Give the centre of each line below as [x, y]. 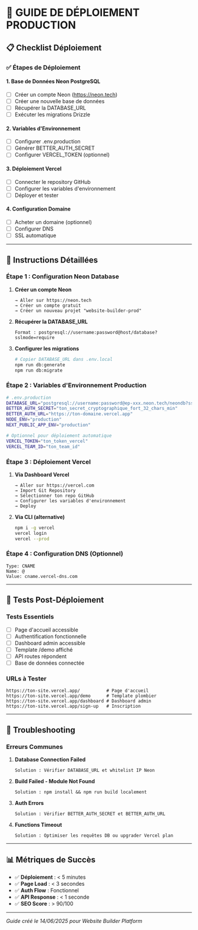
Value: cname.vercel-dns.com [42, 576]
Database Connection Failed [50, 759]
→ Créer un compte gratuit [48, 305]
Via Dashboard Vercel [42, 474]
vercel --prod [32, 539]
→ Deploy [25, 506]
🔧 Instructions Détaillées [52, 260]
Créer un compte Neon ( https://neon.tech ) [66, 94]
